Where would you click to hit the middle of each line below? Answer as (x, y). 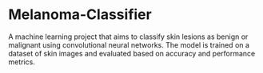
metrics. (22, 62)
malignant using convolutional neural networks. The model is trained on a (129, 44)
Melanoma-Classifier (80, 15)
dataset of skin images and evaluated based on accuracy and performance (132, 53)
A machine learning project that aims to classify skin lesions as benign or (128, 36)
